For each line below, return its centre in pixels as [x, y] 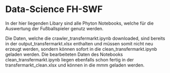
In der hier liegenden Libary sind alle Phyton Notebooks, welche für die [79, 23]
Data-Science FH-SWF [54, 9]
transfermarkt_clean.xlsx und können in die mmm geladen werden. [75, 65]
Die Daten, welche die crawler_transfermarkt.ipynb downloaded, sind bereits [85, 38]
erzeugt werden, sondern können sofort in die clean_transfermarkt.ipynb [81, 49]
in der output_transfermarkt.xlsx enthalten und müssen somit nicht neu [79, 43]
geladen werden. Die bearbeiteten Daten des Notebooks [64, 54]
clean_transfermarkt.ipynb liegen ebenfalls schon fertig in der [70, 59]
